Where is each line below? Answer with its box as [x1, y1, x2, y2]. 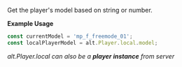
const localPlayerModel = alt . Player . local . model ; [7, 39, 158, 46]
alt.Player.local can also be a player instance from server [7, 52, 175, 60]
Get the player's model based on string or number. [7, 6, 153, 14]
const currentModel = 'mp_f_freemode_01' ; [7, 33, 133, 40]
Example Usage [7, 20, 54, 27]
